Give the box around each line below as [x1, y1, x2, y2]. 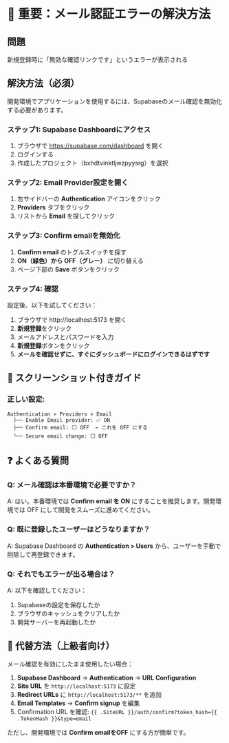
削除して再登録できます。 [7, 550, 79, 558]
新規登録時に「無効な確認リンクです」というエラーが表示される [7, 56, 188, 63]
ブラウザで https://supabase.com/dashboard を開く [17, 142, 164, 150]
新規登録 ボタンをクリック [17, 342, 90, 349]
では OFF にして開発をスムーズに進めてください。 [12, 506, 155, 514]
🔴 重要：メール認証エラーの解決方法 [7, 6, 211, 22]
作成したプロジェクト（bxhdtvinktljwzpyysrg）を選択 [17, 159, 168, 167]
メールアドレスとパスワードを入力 [17, 333, 114, 341]
